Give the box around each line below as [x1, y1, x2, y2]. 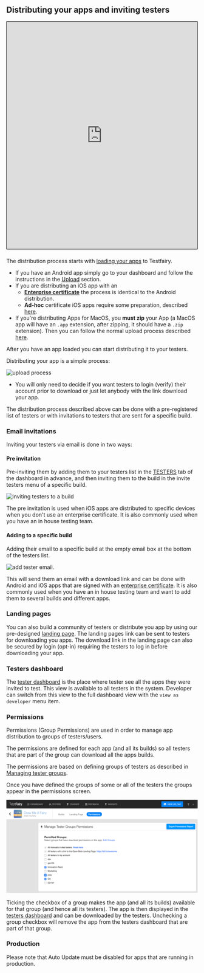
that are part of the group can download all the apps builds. [6, 751, 155, 758]
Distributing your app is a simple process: [6, 357, 110, 364]
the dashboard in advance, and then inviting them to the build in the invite [6, 475, 191, 482]
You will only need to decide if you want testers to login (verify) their [15, 380, 186, 388]
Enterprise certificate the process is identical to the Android [24, 288, 176, 295]
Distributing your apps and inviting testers [6, 5, 170, 15]
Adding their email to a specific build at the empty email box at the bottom [6, 545, 191, 552]
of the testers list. [6, 551, 50, 559]
